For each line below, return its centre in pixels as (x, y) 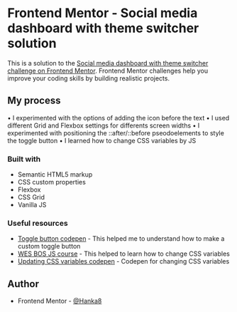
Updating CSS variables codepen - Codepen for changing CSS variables (123, 261)
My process (34, 101)
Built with (24, 159)
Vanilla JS (32, 205)
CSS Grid (31, 197)
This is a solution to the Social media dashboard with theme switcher (108, 63)
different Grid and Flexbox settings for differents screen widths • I (104, 125)
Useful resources (38, 223)
